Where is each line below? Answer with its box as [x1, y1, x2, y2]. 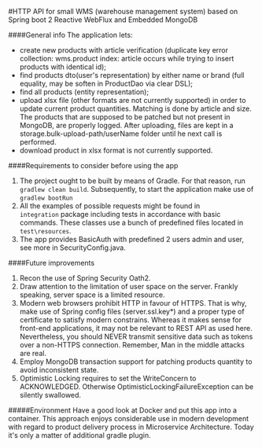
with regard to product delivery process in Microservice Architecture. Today [8, 422, 254, 431]
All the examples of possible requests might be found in [19, 201, 201, 211]
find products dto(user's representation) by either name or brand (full [19, 71, 245, 79]
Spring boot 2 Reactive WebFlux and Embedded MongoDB [8, 15, 198, 24]
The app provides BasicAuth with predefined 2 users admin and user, [19, 235, 245, 244]
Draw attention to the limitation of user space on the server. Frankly [19, 282, 238, 291]
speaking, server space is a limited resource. [19, 290, 165, 299]
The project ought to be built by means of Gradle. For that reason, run [19, 176, 246, 185]
